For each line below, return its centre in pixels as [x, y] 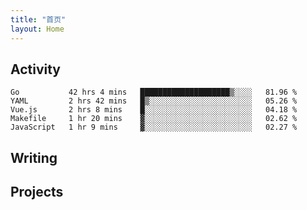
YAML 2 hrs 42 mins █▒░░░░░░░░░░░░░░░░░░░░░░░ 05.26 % [154, 101]
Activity [36, 69]
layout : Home [37, 29]
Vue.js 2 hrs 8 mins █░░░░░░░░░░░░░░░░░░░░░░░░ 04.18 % [154, 110]
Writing [34, 157]
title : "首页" [38, 19]
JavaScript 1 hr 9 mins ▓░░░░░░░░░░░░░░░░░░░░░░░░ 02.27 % [154, 127]
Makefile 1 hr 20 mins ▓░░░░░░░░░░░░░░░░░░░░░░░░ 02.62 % [154, 119]
